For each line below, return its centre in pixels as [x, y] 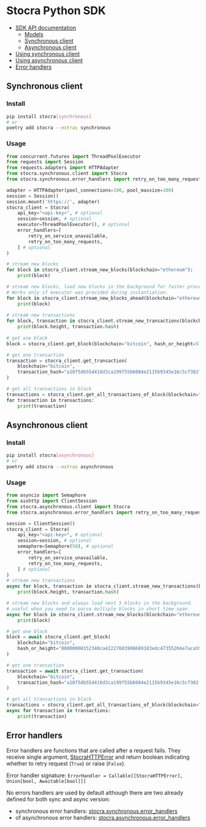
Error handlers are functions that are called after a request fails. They [93, 750]
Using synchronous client [48, 53]
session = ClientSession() [41, 523]
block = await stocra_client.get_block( [59, 637]
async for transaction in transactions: [59, 711]
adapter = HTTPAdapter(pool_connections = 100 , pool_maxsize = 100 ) [90, 190]
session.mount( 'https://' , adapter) [53, 202]
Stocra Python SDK [56, 11]
